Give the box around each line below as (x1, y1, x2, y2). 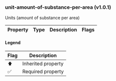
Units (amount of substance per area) (5, 15, 80, 21)
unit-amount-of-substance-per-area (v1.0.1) (5, 4, 111, 11)
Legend (5, 39, 21, 45)
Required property (22, 68, 64, 75)
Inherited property (22, 60, 64, 67)
